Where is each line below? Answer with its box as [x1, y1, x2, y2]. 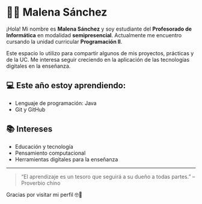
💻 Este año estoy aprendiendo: [6, 80, 126, 91]
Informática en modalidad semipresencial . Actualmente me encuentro [6, 31, 182, 38]
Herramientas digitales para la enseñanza [14, 155, 118, 163]
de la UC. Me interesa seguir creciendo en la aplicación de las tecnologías [6, 56, 190, 63]
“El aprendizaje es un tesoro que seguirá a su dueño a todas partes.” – [20, 173, 195, 180]
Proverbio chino [20, 179, 61, 187]
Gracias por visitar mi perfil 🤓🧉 [6, 191, 82, 198]
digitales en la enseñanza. [6, 62, 71, 70]
